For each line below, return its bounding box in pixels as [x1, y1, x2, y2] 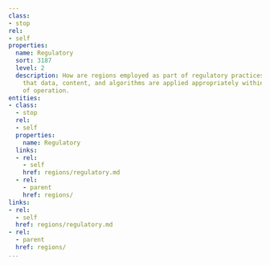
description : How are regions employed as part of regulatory [15, 71, 228, 79]
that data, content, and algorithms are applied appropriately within [22, 79, 264, 87]
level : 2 [15, 64, 45, 72]
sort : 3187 [15, 57, 52, 65]
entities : [8, 94, 42, 102]
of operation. [22, 86, 70, 95]
